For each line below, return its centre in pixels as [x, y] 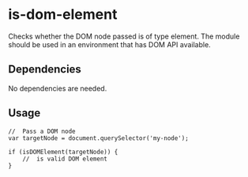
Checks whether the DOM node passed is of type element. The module [124, 36]
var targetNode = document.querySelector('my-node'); [99, 138]
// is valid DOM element [65, 159]
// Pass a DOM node [42, 131]
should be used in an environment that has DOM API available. [109, 44]
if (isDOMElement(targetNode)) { [63, 152]
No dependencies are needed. [58, 88]
